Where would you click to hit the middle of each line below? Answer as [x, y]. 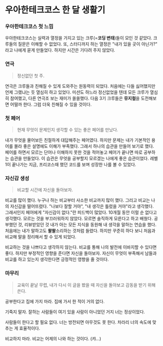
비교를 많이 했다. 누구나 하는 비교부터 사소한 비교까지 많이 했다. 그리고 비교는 [78, 200]
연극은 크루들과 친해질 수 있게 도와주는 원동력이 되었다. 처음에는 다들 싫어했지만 [80, 86]
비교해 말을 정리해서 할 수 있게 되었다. [41, 237]
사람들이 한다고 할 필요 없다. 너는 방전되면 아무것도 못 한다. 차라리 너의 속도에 [78, 322]
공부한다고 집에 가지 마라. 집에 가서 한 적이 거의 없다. [55, 301]
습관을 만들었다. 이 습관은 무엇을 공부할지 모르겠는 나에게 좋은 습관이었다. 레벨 [84, 159]
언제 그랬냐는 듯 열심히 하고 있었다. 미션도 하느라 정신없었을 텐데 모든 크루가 [77, 92]
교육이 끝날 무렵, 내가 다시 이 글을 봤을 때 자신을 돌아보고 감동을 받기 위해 [86, 285]
